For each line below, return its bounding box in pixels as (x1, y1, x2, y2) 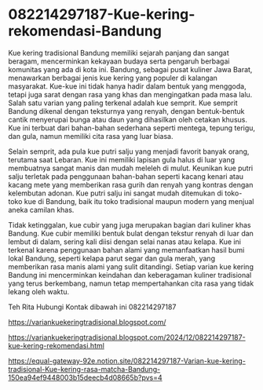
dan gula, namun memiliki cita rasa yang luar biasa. (8, 131, 174, 140)
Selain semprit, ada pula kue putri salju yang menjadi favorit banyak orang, (8, 147, 250, 156)
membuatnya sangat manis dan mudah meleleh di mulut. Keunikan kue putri (8, 163, 254, 173)
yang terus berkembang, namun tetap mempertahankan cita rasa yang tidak (8, 279, 254, 288)
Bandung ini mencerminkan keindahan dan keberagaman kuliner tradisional (8, 270, 252, 279)
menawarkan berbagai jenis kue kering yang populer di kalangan (8, 73, 218, 82)
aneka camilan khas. (8, 205, 75, 214)
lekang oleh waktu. (8, 286, 69, 296)
